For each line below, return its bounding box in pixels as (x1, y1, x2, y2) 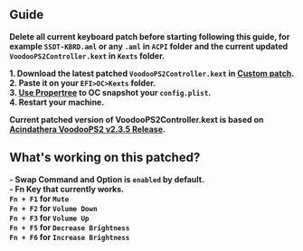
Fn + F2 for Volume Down (9, 202, 98, 213)
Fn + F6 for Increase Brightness (9, 231, 130, 242)
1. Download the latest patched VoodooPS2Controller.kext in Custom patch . (9, 68, 295, 79)
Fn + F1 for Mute (9, 193, 70, 204)
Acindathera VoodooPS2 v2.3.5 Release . (9, 124, 166, 135)
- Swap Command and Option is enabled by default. (9, 173, 205, 184)
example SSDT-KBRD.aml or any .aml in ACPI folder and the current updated (9, 41, 289, 51)
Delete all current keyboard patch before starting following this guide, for (9, 31, 290, 42)
